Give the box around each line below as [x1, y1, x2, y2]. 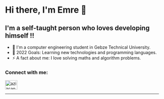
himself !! [5, 31, 35, 40]
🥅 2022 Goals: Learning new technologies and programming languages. [12, 50, 157, 55]
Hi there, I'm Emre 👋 [5, 4, 87, 16]
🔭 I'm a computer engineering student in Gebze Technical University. [12, 44, 151, 50]
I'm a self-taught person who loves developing [5, 24, 150, 32]
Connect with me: [5, 69, 48, 76]
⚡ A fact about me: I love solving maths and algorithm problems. [12, 55, 141, 60]
